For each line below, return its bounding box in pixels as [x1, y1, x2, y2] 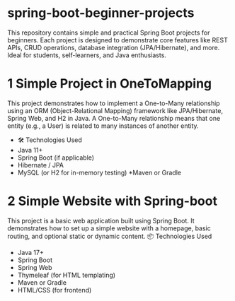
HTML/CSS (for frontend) [17, 285, 92, 294]
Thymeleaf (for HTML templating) [17, 271, 115, 279]
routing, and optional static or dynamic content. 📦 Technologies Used [7, 232, 212, 240]
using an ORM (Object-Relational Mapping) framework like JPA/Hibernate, [7, 106, 224, 114]
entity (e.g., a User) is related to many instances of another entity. [7, 122, 200, 130]
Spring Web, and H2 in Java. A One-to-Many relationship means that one [7, 114, 221, 122]
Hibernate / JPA [17, 160, 64, 169]
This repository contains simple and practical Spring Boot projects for [7, 28, 210, 37]
